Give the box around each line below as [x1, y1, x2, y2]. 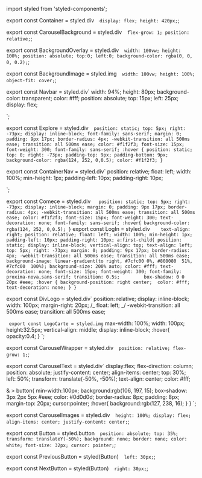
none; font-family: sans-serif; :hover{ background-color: [38, 220, 190, 226]
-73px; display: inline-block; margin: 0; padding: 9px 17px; [6, 204, 166, 210]
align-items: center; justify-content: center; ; [6, 418, 130, 425]
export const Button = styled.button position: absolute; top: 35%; [6, 430, 179, 437]
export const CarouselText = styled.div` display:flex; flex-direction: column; [6, 363, 194, 369]
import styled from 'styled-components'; [6, 5, 107, 12]
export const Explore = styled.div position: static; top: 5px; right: [6, 124, 186, 132]
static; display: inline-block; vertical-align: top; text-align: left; [6, 242, 193, 248]
